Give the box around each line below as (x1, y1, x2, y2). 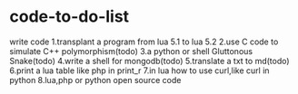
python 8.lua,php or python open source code (9, 74, 182, 85)
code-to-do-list (9, 6, 130, 27)
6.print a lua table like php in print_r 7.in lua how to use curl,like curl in (9, 65, 270, 76)
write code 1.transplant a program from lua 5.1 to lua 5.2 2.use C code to (9, 36, 279, 47)
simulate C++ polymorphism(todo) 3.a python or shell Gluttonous (9, 45, 253, 56)
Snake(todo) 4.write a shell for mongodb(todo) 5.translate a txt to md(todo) (9, 55, 290, 66)
